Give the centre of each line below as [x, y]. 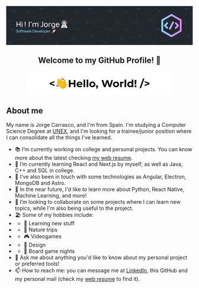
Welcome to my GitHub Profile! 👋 [99, 61]
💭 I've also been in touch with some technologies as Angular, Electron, [100, 177]
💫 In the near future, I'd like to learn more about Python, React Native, [99, 190]
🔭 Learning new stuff [49, 223]
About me [25, 111]
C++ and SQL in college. [45, 171]
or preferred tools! [37, 264]
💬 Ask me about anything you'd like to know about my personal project [101, 258]
